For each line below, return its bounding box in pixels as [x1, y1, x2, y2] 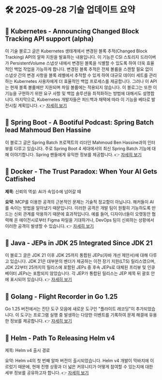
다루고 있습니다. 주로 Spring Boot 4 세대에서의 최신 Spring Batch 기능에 [14, 145, 151, 151]
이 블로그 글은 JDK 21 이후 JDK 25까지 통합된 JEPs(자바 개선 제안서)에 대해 [5, 253, 148, 258]
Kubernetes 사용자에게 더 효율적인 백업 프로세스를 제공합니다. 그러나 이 [14, 79, 149, 84]
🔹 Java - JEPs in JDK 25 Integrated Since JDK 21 [5, 239, 153, 247]
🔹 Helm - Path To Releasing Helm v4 [5, 334, 115, 342]
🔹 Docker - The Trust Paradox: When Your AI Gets [5, 168, 158, 176]
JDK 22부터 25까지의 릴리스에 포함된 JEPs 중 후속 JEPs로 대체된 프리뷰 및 [5, 265, 147, 270]
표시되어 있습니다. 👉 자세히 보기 [10, 277, 73, 283]
